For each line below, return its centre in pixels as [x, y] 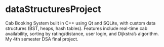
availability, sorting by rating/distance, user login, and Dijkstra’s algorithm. [82, 33]
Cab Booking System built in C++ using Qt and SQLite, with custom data [80, 23]
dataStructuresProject [53, 9]
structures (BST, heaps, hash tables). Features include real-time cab [76, 28]
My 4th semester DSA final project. [42, 39]
